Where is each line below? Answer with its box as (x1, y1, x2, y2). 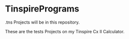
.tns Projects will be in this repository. (5, 19, 80, 25)
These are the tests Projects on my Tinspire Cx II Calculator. (5, 28, 125, 34)
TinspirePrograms (5, 3, 80, 14)
